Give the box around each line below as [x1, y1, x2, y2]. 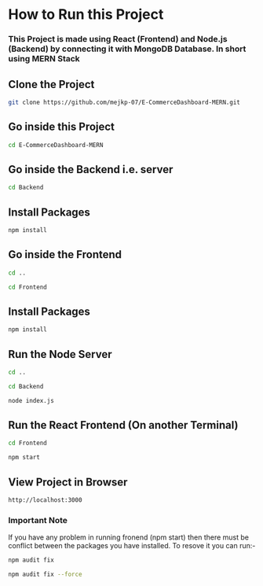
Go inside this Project [8, 120, 115, 134]
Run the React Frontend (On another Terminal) [8, 418, 239, 432]
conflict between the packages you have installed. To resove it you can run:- [8, 541, 256, 551]
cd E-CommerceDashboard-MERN [8, 141, 104, 149]
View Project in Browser [8, 475, 128, 488]
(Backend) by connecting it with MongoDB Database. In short [8, 43, 247, 54]
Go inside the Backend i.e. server [8, 163, 174, 176]
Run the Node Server [8, 348, 112, 361]
